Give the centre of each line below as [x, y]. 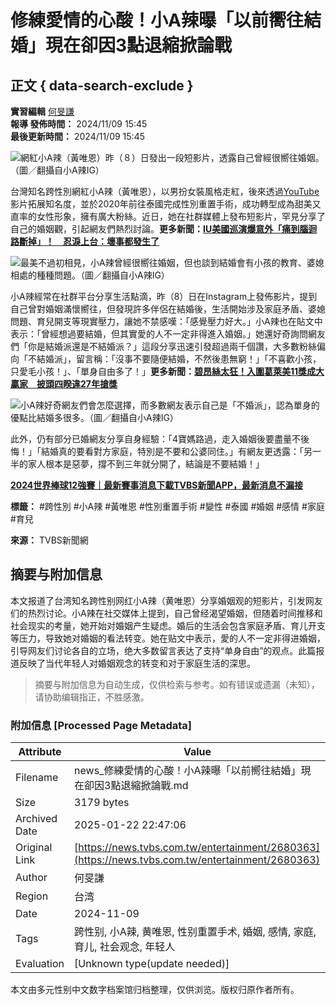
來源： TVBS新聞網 [49, 540]
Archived [36, 819]
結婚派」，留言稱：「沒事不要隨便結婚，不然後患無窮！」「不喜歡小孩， [179, 359]
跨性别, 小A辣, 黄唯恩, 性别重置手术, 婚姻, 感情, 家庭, [195, 932]
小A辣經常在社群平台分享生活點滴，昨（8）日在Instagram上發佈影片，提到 [164, 296]
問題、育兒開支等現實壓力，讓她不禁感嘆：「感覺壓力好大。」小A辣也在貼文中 [166, 321]
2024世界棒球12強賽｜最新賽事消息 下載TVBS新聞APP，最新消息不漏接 [157, 485]
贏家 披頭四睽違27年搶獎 [64, 384]
